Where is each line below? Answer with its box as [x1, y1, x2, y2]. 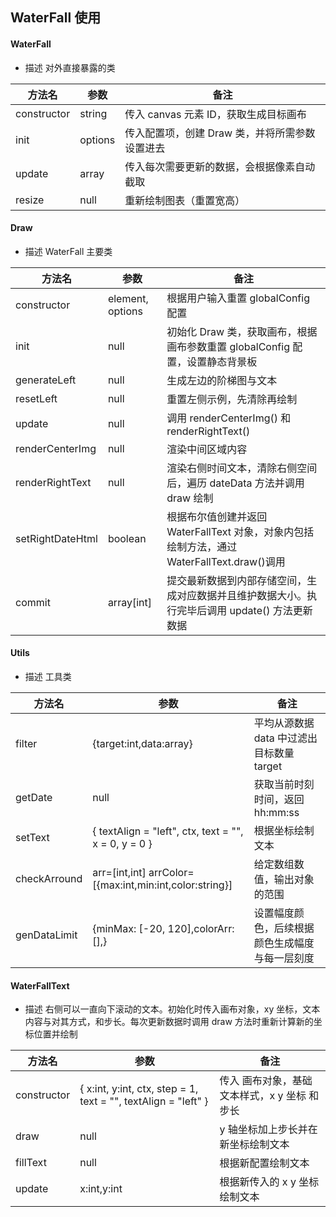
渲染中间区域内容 [166, 442, 248, 456]
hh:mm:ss [253, 806, 300, 819]
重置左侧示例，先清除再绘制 [166, 392, 298, 406]
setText [15, 831, 50, 844]
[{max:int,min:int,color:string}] [92, 878, 233, 892]
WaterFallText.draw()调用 [166, 554, 286, 568]
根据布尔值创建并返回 [166, 509, 268, 523]
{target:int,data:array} [92, 737, 193, 750]
